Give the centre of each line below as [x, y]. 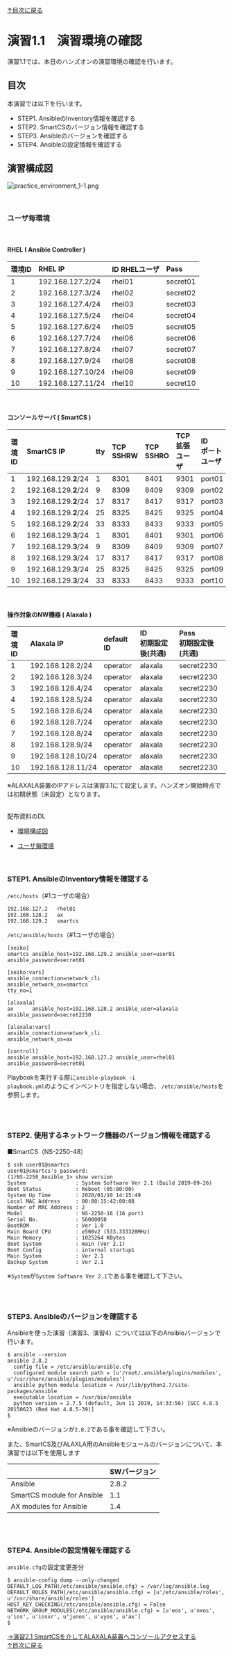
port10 [212, 581]
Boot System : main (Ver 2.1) [67, 1244]
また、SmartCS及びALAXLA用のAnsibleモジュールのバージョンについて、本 [115, 1444]
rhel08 [123, 361]
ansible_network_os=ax [40, 1039]
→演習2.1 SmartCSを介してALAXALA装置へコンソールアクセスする [102, 1637]
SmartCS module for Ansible [57, 1495]
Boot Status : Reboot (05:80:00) [71, 1190]
